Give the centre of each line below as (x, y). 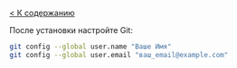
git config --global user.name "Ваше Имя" (90, 47)
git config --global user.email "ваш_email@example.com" (119, 55)
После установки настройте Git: (71, 30)
